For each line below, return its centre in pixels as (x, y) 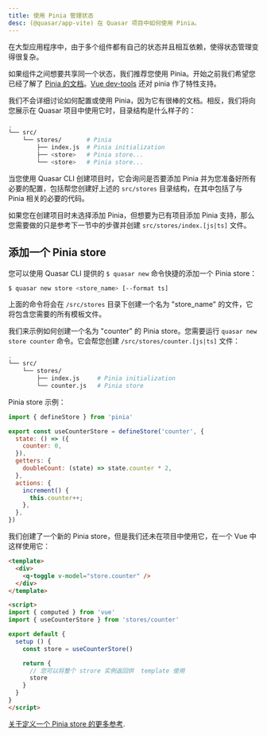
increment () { (46, 490)
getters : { (33, 461)
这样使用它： (29, 546)
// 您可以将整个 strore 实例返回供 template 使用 (107, 671)
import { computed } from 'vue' (62, 613)
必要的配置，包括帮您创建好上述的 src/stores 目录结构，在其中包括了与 (126, 188)
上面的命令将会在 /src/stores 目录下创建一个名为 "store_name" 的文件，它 (131, 304)
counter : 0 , (42, 446)
